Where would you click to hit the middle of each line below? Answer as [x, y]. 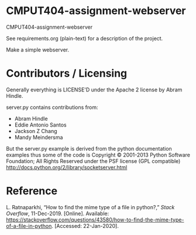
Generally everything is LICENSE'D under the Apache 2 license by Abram [94, 90]
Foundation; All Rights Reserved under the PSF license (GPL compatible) [93, 161]
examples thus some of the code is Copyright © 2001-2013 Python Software [98, 155]
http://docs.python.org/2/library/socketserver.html [67, 167]
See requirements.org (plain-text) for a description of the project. [85, 38]
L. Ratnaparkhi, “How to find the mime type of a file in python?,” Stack [90, 207]
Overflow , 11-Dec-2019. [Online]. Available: [58, 213]
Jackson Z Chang [36, 131]
